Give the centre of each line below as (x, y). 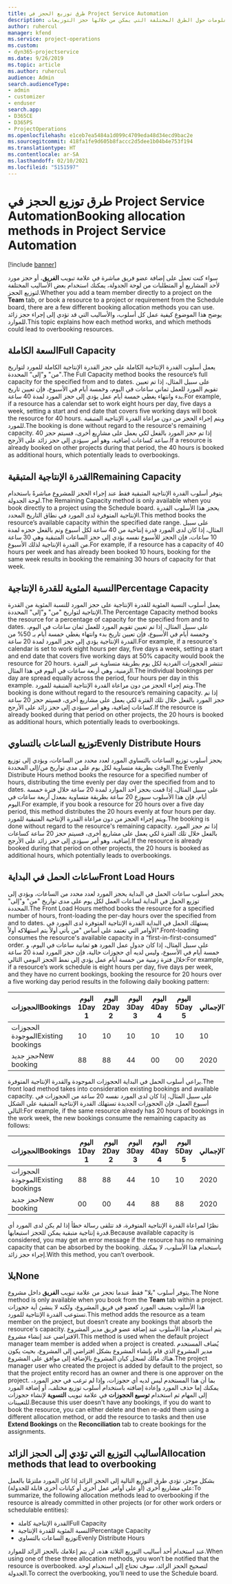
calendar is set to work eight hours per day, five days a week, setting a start (115, 649)
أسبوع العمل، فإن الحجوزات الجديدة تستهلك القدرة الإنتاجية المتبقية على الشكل (108, 1103)
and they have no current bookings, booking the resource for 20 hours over (115, 974)
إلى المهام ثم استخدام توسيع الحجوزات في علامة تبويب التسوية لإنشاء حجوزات (107, 1395)
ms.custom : (23, 45)
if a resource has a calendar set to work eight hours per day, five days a (110, 404)
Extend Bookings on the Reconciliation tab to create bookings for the (107, 1424)
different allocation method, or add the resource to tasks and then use (107, 1417)
